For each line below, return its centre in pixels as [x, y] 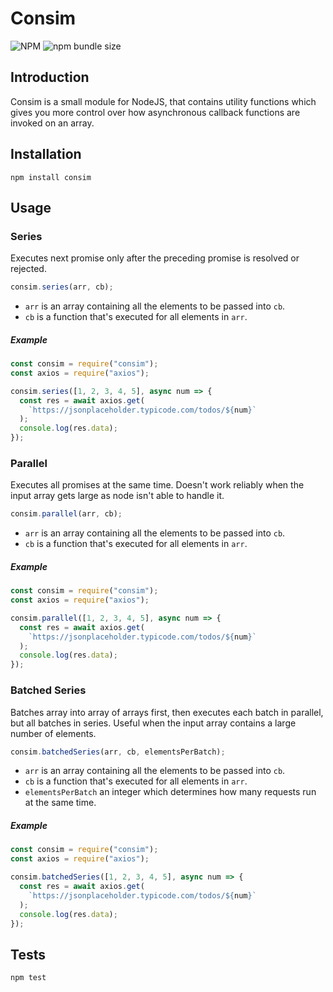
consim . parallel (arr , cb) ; [66, 514]
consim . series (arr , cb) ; [62, 287]
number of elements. [53, 733]
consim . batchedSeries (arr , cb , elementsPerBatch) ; [118, 752]
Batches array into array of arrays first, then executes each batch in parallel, [167, 712]
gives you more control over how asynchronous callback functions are [155, 112]
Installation [46, 154]
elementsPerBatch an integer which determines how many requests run [170, 792]
